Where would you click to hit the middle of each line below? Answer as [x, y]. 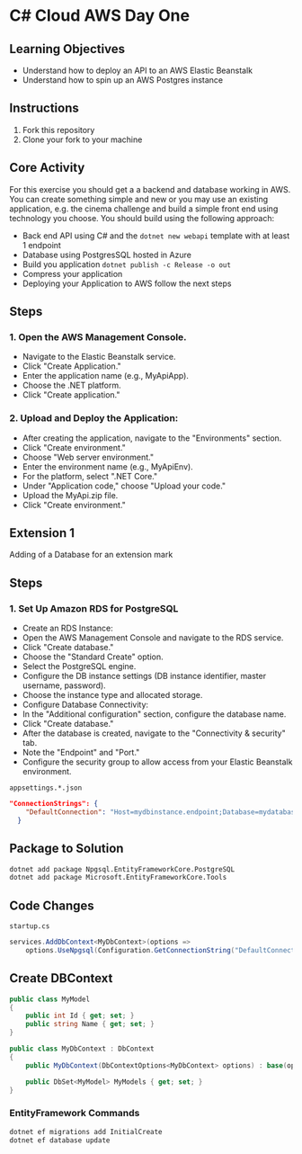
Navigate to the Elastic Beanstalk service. [99, 357]
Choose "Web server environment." [88, 457]
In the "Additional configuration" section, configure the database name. [154, 714]
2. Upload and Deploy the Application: [94, 418]
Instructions [44, 108]
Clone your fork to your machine [82, 139]
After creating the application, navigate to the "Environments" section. [152, 438]
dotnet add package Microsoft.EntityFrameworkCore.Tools [118, 878]
